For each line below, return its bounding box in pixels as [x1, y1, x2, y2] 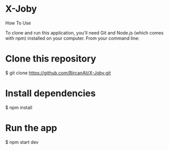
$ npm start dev [5, 139, 39, 145]
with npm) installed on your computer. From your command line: [5, 35, 140, 41]
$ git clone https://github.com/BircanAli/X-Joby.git [5, 70, 111, 76]
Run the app [5, 123, 58, 134]
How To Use [5, 20, 32, 26]
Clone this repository [5, 53, 97, 65]
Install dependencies [5, 87, 96, 99]
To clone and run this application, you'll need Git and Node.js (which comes [5, 29, 164, 36]
